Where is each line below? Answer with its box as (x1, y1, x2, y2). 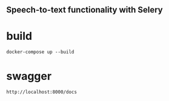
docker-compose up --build (6, 49, 75, 55)
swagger (6, 69, 52, 83)
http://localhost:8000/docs (6, 89, 78, 96)
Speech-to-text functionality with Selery (6, 5, 164, 15)
